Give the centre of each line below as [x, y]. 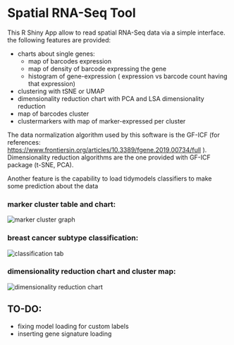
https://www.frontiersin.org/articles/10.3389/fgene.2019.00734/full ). [107, 150]
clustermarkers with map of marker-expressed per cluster [101, 121]
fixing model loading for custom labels [73, 326]
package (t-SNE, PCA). [41, 164]
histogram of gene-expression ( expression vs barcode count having [128, 76]
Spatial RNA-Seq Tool [72, 13]
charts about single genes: [56, 54]
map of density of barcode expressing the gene [97, 68]
